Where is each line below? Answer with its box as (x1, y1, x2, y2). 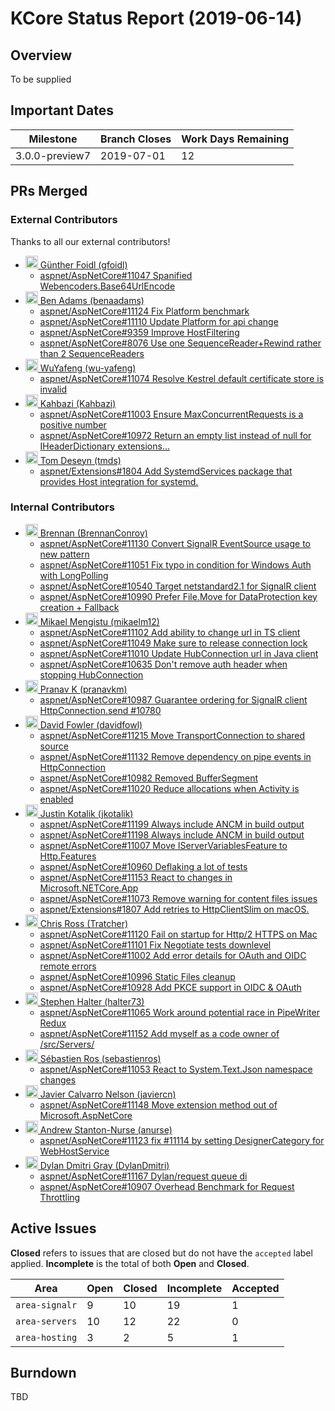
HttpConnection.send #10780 (39, 704, 162, 716)
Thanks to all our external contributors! (10, 235, 171, 247)
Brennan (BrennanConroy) (39, 527, 148, 539)
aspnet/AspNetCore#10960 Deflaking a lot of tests (39, 860, 248, 872)
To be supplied (10, 73, 72, 85)
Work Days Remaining (181, 132, 290, 146)
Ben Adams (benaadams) (39, 294, 145, 306)
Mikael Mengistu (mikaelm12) (39, 615, 160, 627)
